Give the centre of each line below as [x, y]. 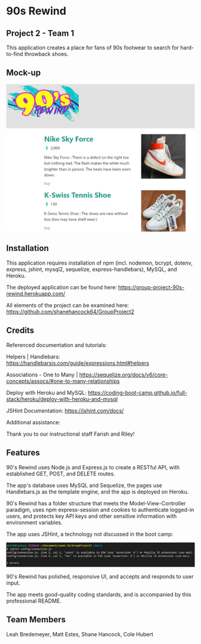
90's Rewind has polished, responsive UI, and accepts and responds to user [100, 576]
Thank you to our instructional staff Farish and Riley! [70, 434]
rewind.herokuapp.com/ [36, 293]
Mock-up [23, 73]
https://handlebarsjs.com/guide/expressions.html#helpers [78, 363]
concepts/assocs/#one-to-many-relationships [63, 381]
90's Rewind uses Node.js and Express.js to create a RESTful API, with [93, 467]
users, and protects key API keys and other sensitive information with [92, 516]
